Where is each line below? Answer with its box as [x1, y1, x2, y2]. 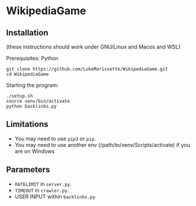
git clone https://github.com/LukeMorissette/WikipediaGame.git [6, 66, 168, 72]
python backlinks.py [6, 103, 57, 109]
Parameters [6, 165, 50, 175]
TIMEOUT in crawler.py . [14, 187, 69, 194]
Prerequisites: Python [6, 55, 59, 61]
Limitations [6, 119, 49, 129]
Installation [6, 28, 49, 38]
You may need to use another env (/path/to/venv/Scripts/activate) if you [14, 141, 191, 148]
